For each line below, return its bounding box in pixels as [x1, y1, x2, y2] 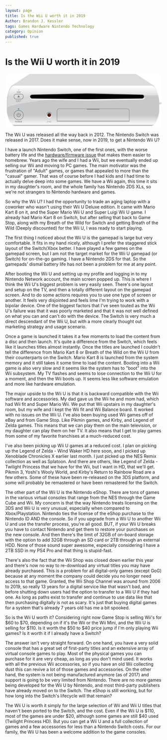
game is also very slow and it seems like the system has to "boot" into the [5, 365, 157, 371]
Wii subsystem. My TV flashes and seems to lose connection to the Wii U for [5, 370, 162, 376]
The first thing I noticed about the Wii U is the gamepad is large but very [5, 235, 153, 241]
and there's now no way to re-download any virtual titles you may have [5, 562, 151, 568]
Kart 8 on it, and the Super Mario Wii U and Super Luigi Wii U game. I [5, 209, 146, 215]
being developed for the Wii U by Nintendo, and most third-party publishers [5, 682, 160, 688]
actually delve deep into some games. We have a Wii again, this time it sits [5, 178, 158, 184]
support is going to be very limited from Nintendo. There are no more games [5, 677, 162, 683]
